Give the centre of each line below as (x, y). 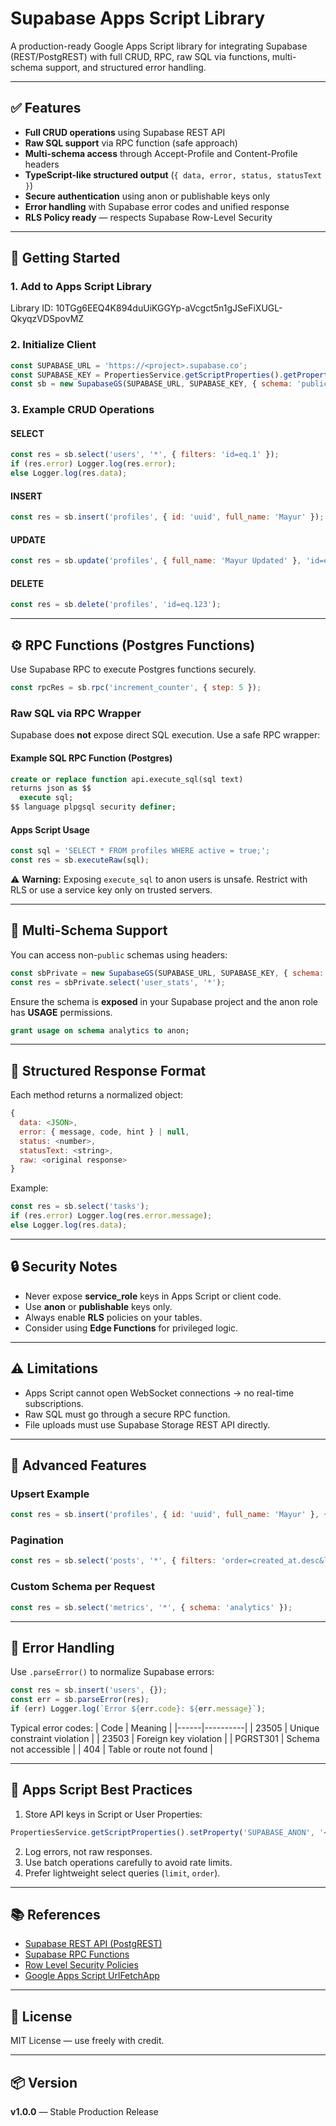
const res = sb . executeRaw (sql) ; (80, 860)
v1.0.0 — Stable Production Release (84, 2112)
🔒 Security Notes (64, 1267)
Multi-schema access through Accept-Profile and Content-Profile (161, 153)
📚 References (55, 1915)
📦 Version (44, 2082)
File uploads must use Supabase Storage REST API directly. (147, 1424)
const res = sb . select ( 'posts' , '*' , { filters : (113, 1561)
